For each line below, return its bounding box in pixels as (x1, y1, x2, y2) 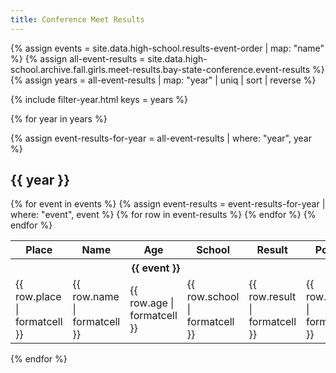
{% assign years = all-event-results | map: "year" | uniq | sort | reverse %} (10, 74, 317, 86)
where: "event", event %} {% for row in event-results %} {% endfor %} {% (10, 209, 317, 221)
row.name (72, 290, 120, 304)
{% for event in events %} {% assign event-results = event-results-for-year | (10, 198, 326, 210)
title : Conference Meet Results (10, 14, 145, 25)
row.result (248, 290, 297, 304)
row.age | (129, 296, 175, 310)
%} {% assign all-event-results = (10, 52, 146, 65)
